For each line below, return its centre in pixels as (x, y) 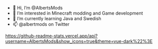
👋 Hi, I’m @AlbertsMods (37, 8)
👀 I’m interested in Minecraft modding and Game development (78, 13)
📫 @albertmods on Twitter (41, 24)
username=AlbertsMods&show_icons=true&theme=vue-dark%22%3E (79, 41)
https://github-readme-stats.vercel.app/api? (51, 36)
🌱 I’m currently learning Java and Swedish (57, 18)
